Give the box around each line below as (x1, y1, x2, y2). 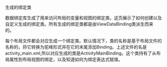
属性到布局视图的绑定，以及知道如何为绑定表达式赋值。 (9, 57, 123, 62)
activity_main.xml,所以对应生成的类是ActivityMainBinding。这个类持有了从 (5, 50, 157, 56)
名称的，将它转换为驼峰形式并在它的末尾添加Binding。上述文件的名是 (5, 44, 147, 50)
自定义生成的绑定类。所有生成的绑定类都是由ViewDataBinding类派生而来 (5, 21, 154, 27)
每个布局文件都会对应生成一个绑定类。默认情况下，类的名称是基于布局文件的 (5, 38, 162, 44)
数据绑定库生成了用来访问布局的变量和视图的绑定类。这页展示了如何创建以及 (5, 15, 162, 21)
